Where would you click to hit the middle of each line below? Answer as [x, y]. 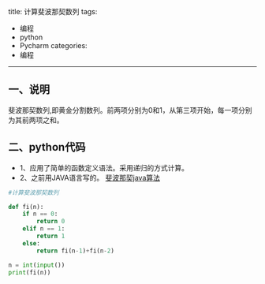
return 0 [51, 222]
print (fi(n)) [30, 272]
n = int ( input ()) [37, 265]
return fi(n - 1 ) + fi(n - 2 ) [75, 251]
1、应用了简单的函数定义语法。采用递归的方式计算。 [104, 167]
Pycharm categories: [54, 45]
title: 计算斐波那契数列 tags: [53, 11]
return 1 [51, 236]
